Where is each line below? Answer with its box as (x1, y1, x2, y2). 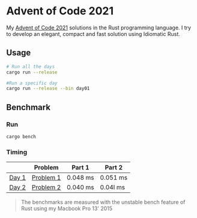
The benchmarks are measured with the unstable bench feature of (20, 199, 186, 206)
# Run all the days (6, 63, 55, 69)
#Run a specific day (6, 80, 58, 86)
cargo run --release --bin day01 (6, 86, 90, 92)
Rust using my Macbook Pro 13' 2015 (20, 205, 113, 212)
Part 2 (105, 163, 123, 172)
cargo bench (6, 134, 36, 140)
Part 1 (71, 163, 89, 172)
